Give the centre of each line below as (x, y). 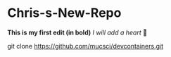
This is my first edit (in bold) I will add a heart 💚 (77, 32)
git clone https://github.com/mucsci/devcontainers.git (85, 46)
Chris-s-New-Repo (64, 13)
